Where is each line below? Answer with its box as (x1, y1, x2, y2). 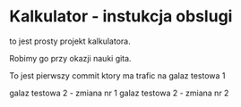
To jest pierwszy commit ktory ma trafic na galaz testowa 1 (9, 70, 226, 81)
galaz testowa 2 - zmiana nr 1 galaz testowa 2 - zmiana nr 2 (9, 87, 229, 98)
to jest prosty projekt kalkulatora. (9, 36, 132, 46)
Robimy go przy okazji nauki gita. (9, 53, 132, 63)
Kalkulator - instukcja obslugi (9, 6, 233, 27)
